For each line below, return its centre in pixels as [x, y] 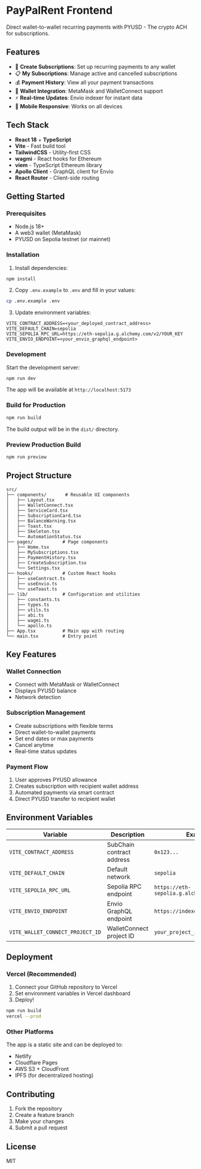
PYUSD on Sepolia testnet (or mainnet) [63, 239]
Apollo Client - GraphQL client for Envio [64, 171]
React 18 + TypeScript [43, 139]
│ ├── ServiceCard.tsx [37, 510]
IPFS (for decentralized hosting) [54, 1076]
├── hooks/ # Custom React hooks [61, 573]
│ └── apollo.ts [29, 626]
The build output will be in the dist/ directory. [63, 429]
